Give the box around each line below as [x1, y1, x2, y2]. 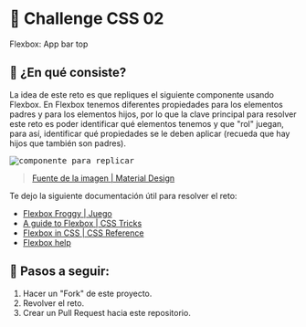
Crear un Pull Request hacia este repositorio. [22, 307, 192, 318]
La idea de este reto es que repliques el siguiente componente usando [9, 89, 274, 100]
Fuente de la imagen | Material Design [31, 173, 175, 184]
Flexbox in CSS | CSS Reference [22, 227, 144, 238]
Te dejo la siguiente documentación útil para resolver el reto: [9, 190, 237, 201]
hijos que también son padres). [9, 137, 126, 149]
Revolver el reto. [22, 297, 85, 309]
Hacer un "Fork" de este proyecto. [22, 288, 153, 299]
